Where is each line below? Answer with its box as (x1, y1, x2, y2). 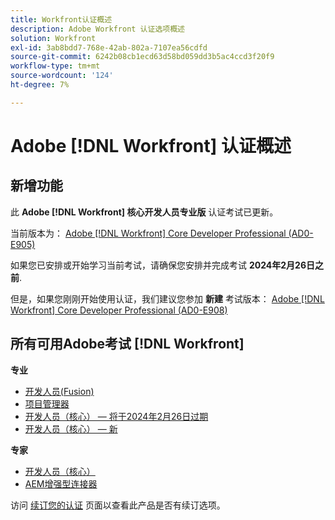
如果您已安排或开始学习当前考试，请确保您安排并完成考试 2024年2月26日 (10, 259, 315, 271)
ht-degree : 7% (10, 80, 70, 90)
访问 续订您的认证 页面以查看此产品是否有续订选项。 (10, 499, 226, 511)
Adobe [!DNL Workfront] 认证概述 (10, 134, 292, 157)
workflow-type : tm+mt (10, 61, 101, 71)
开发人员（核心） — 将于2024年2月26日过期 (24, 410, 209, 422)
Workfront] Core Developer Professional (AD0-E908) (10, 304, 228, 316)
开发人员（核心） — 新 (24, 422, 118, 435)
